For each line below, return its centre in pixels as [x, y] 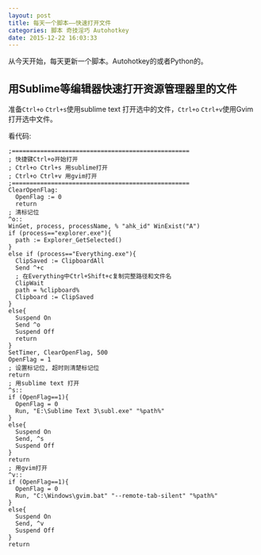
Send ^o [28, 325]
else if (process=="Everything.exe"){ [72, 255]
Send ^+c [30, 268]
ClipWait [30, 283]
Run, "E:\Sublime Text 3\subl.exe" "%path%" [90, 411]
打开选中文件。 [33, 119]
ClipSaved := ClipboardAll [60, 261]
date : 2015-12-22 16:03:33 [53, 38]
